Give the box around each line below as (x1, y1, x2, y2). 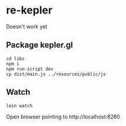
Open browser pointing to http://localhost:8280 (6, 113, 120, 120)
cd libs (6, 55, 25, 62)
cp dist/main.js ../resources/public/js (6, 71, 107, 77)
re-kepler (6, 4, 53, 17)
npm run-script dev (6, 66, 54, 72)
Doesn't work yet (6, 23, 48, 30)
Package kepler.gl (6, 40, 73, 50)
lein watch (6, 102, 33, 109)
